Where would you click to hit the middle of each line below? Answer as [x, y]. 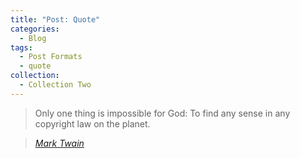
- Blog [33, 38]
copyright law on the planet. [92, 123]
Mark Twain [59, 143]
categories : [35, 29]
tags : [21, 47]
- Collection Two [55, 85]
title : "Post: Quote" [55, 19]
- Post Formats [51, 57]
